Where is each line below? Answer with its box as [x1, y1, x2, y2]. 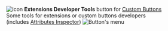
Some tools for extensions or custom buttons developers [6, 12, 146, 19]
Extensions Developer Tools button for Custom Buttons [24, 6, 162, 13]
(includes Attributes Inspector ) [6, 18, 81, 25]
